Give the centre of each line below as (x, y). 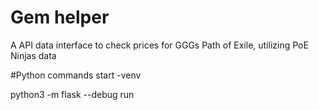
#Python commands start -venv (76, 75)
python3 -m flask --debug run (72, 94)
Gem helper (60, 17)
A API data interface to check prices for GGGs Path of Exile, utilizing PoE (159, 45)
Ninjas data (33, 55)
